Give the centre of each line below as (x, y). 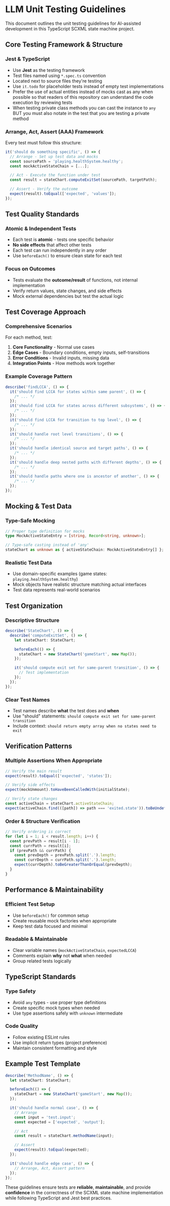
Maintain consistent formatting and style (55, 1048)
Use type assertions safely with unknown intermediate (68, 1013)
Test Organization (34, 606)
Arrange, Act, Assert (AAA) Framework (54, 132)
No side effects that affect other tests (52, 245)
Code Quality (22, 1026)
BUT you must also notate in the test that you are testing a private (81, 113)
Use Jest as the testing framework (49, 70)
